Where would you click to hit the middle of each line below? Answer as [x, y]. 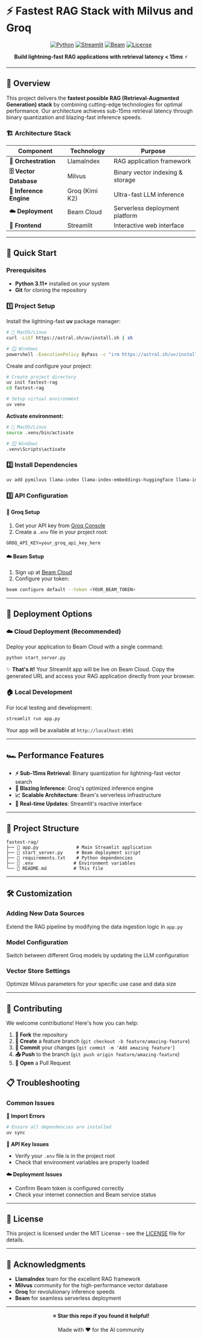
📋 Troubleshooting [43, 1083]
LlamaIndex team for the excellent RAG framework [78, 1279]
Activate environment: [35, 416]
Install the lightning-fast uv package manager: [63, 322]
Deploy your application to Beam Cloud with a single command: [85, 647]
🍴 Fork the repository [41, 1035]
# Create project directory [41, 377]
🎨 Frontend [26, 226]
